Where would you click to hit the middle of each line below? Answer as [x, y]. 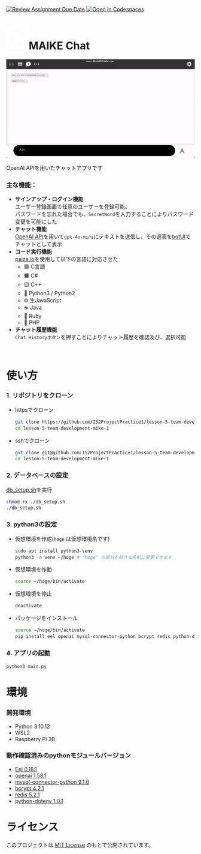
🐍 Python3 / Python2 [49, 293]
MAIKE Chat [60, 46]
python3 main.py [26, 667]
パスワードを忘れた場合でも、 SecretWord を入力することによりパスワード [104, 214]
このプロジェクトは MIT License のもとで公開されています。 [80, 845]
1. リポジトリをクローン [40, 395]
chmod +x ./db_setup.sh [36, 502]
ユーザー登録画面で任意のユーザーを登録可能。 [72, 206]
